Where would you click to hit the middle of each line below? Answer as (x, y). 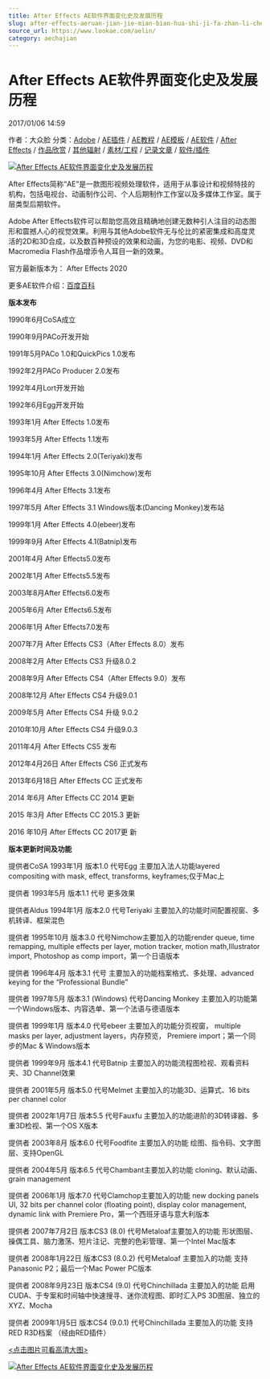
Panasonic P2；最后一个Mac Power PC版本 (80, 1269)
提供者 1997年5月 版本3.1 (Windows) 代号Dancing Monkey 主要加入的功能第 (133, 999)
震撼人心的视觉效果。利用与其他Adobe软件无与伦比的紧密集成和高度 (135, 231)
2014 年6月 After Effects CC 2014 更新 (72, 798)
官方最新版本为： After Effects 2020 (68, 268)
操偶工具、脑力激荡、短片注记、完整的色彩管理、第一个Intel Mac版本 (122, 1242)
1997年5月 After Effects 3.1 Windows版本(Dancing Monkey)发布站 (117, 508)
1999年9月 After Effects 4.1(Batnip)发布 (73, 542)
